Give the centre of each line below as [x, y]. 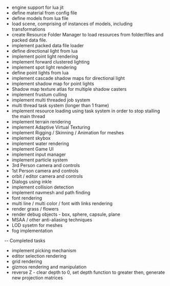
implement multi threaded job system [51, 100]
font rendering [27, 198]
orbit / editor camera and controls [47, 176]
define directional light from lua [45, 51]
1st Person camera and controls [45, 171]
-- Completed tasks [25, 241]
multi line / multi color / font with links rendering [62, 203]
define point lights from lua [40, 73]
